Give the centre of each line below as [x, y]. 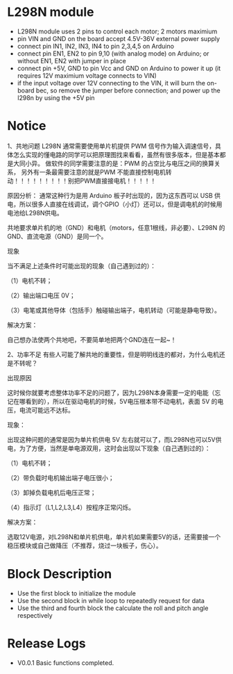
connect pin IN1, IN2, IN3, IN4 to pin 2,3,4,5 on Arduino [96, 46]
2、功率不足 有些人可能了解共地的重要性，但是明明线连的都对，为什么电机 [113, 354]
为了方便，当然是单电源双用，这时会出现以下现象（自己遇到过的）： [115, 448]
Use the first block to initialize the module [77, 593]
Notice [27, 126]
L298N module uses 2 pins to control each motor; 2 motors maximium [117, 31]
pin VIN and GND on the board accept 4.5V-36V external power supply [119, 38]
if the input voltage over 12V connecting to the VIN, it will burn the [111, 83]
